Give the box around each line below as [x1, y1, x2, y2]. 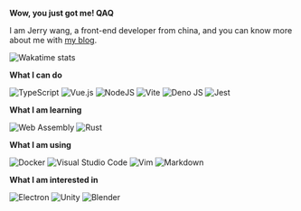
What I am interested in [9, 175, 99, 185]
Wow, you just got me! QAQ [9, 8, 115, 18]
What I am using [9, 140, 72, 150]
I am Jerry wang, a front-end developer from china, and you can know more [9, 25, 293, 35]
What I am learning [9, 105, 82, 115]
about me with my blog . [9, 35, 98, 45]
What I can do [9, 69, 63, 80]
